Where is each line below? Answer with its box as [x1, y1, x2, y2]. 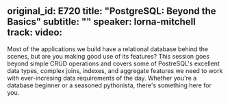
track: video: [7, 27, 63, 38]
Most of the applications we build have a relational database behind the [7, 44, 209, 53]
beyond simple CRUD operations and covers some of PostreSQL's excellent [7, 59, 220, 68]
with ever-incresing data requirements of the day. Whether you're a [7, 74, 197, 82]
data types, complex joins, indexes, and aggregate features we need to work [7, 66, 223, 74]
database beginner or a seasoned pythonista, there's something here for [7, 81, 212, 89]
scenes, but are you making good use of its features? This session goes [7, 52, 210, 60]
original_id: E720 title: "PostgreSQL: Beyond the [7, 5, 217, 17]
